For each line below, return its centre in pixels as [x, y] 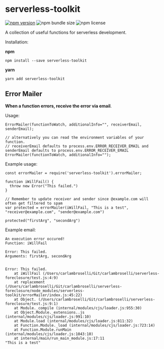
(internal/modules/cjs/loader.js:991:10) [48, 317]
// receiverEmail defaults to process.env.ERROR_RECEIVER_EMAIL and [77, 146]
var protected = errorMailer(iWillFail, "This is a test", [67, 208]
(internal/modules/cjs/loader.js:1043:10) [49, 334]
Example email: [20, 230]
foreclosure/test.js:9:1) [32, 304]
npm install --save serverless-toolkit [46, 60]
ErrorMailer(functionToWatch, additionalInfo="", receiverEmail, [73, 125]
